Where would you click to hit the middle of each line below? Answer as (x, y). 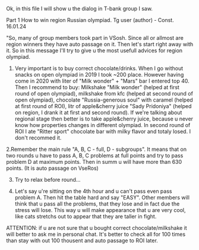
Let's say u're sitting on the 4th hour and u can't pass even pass (93, 191)
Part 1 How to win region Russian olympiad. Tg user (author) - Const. (90, 20)
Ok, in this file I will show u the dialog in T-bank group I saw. (80, 9)
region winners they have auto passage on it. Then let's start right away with (100, 44)
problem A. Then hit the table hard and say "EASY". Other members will (102, 197)
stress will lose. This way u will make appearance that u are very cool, (100, 210)
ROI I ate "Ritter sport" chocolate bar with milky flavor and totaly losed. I (103, 131)
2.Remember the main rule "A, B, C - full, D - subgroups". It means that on (97, 149)
